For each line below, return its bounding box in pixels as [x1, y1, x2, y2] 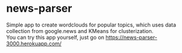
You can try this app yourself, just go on [6, 34, 105, 41]
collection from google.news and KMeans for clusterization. [6, 27, 154, 34]
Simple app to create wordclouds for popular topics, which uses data [6, 21, 177, 28]
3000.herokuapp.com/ [6, 40, 62, 47]
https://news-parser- [105, 34, 157, 41]
